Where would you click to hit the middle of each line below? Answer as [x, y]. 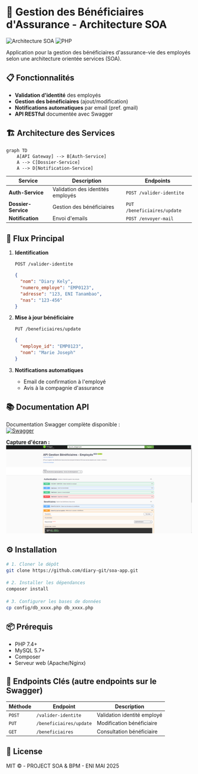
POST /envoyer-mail [150, 219]
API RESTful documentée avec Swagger [64, 114]
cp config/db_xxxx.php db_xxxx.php [50, 608]
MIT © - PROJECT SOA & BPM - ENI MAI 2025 [63, 766]
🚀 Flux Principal [35, 238]
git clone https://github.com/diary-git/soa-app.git [72, 570]
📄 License [24, 752]
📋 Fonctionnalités [40, 78]
